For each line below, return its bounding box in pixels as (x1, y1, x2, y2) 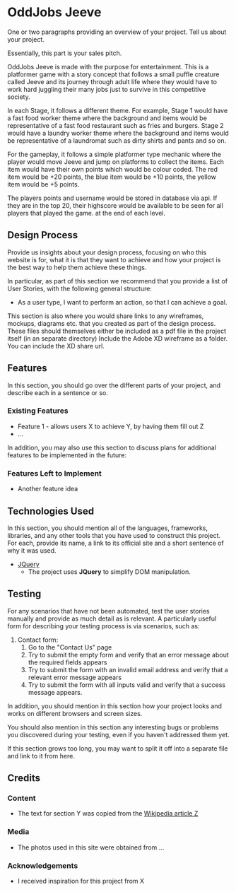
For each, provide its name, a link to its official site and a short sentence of (7, 539, 224, 547)
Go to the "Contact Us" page (28, 642, 112, 651)
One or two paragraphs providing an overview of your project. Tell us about (7, 28, 227, 36)
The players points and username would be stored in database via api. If (7, 194, 218, 202)
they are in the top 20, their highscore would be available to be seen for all (7, 201, 224, 209)
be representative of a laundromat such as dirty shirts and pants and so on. (7, 136, 227, 145)
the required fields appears (28, 658, 107, 667)
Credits (7, 772, 41, 785)
